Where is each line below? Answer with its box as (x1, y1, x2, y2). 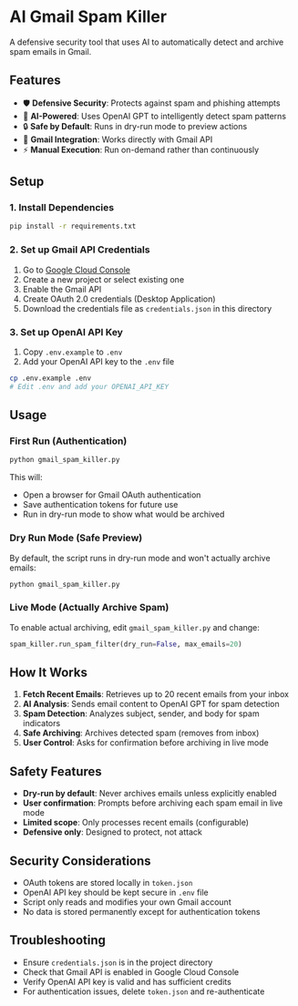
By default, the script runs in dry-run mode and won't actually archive (9, 552, 271, 563)
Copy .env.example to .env (22, 346, 123, 357)
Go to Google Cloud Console (22, 264, 130, 275)
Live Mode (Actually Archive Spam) (9, 601, 170, 614)
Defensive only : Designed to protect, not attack (22, 826, 202, 837)
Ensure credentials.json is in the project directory (22, 957, 213, 968)
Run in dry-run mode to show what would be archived (22, 508, 225, 520)
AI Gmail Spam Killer (9, 6, 167, 27)
